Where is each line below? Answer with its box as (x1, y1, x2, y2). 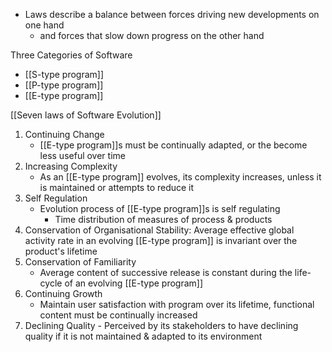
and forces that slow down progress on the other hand (39, 30, 265, 41)
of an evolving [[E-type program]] (64, 277, 204, 289)
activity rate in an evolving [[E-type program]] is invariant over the (24, 235, 298, 246)
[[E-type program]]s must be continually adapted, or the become (39, 139, 308, 151)
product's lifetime (24, 245, 98, 257)
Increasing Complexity (24, 160, 118, 172)
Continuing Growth (24, 288, 103, 299)
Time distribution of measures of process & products (54, 214, 273, 225)
